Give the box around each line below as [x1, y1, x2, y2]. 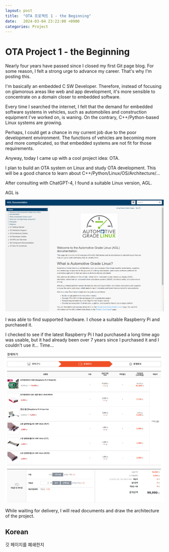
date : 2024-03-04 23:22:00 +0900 [5, 19, 80, 24]
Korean [5, 527, 29, 536]
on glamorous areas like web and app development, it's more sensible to [5, 88, 155, 95]
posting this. [5, 73, 31, 80]
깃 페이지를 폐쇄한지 [5, 541, 44, 547]
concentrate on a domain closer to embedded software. [5, 94, 121, 100]
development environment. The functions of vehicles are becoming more [5, 135, 156, 141]
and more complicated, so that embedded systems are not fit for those [5, 140, 152, 146]
